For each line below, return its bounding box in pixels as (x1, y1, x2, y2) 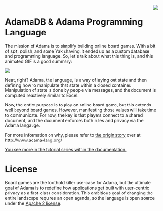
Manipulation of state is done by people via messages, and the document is (5, 87, 156, 93)
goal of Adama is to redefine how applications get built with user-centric (5, 185, 149, 191)
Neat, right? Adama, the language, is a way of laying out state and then (5, 77, 147, 83)
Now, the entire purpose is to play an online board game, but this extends (5, 102, 152, 107)
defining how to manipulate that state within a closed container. (5, 82, 132, 88)
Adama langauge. (5, 123, 40, 128)
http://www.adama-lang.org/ (5, 137, 62, 143)
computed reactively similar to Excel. (5, 92, 79, 98)
